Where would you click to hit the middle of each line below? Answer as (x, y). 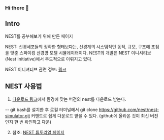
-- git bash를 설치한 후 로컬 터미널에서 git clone (51, 110)
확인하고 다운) (38, 122)
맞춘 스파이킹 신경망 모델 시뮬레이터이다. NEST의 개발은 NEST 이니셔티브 (81, 53)
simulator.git (18, 115)
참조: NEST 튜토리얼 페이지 (38, 132)
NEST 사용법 (24, 86)
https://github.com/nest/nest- (129, 110)
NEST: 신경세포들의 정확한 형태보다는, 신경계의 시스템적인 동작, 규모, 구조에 (78, 47)
